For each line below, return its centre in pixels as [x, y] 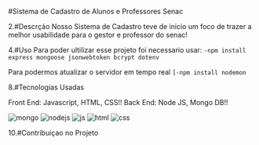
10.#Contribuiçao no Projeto [53, 133]
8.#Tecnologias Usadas [46, 87]
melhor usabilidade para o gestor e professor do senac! [98, 35]
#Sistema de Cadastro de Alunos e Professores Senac [96, 11]
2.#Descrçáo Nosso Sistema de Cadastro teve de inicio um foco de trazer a [130, 26]
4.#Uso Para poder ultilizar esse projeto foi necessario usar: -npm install [127, 50]
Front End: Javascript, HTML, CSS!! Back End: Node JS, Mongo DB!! [119, 102]
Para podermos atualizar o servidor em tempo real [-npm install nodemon [128, 72]
